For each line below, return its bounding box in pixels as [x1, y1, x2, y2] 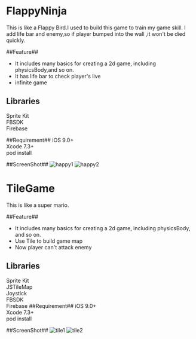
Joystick [6, 289, 27, 297]
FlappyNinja [6, 4, 68, 18]
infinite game [14, 79, 48, 86]
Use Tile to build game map [14, 237, 83, 245]
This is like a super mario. [6, 201, 69, 209]
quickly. [6, 36, 26, 44]
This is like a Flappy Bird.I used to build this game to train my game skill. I [6, 24, 186, 31]
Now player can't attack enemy [14, 243, 92, 251]
